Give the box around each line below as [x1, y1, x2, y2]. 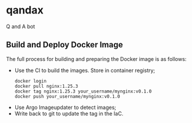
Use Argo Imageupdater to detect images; [14, 104, 116, 111]
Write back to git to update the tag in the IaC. [14, 110, 123, 117]
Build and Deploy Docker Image [6, 40, 123, 50]
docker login [14, 78, 47, 84]
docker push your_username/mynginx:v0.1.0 [14, 93, 120, 100]
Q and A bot [6, 23, 35, 30]
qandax [6, 4, 44, 17]
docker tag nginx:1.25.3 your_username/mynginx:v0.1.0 [14, 88, 152, 94]
